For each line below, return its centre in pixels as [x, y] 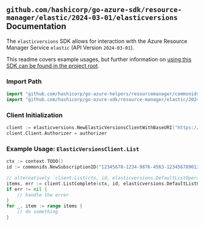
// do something [38, 212]
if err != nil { [27, 189]
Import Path [24, 81]
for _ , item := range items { [45, 206]
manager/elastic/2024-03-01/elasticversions [92, 18]
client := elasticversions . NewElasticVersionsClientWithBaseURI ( [90, 128]
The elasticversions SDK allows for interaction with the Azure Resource [97, 41]
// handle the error [43, 195]
